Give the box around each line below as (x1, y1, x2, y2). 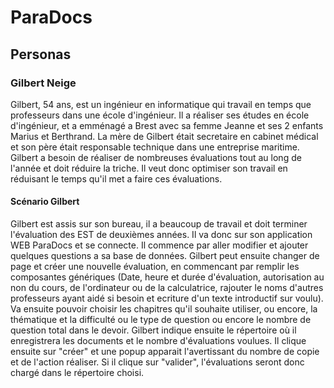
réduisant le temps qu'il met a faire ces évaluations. (10, 172, 223, 185)
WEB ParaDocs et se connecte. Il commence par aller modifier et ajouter (10, 239, 309, 251)
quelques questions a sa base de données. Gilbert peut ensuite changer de (10, 250, 320, 262)
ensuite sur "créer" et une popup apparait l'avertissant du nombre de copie (10, 346, 320, 358)
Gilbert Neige (10, 76, 77, 90)
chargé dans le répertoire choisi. (10, 367, 145, 379)
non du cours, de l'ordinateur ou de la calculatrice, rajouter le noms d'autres (10, 282, 324, 294)
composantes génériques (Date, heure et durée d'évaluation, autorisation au (10, 271, 325, 283)
